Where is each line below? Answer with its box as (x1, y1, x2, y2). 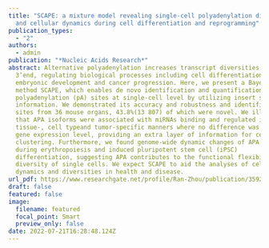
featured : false (8, 190, 62, 198)
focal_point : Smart (15, 213, 81, 221)
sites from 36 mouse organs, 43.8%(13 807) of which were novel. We (15, 109, 249, 117)
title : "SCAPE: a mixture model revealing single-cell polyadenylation (8, 11, 252, 20)
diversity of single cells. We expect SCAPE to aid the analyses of (15, 161, 249, 169)
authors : (8, 42, 38, 50)
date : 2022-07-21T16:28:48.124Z (8, 227, 116, 236)
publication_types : (8, 26, 74, 34)
